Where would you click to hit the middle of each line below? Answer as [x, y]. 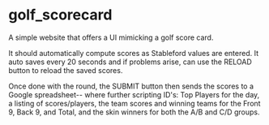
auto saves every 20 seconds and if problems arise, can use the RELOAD [130, 62]
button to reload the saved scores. [66, 70]
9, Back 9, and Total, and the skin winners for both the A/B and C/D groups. [134, 112]
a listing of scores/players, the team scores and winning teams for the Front [134, 103]
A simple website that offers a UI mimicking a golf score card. [111, 37]
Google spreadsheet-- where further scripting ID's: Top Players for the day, [134, 94]
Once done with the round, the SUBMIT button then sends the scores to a [131, 86]
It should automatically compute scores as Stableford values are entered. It [134, 53]
